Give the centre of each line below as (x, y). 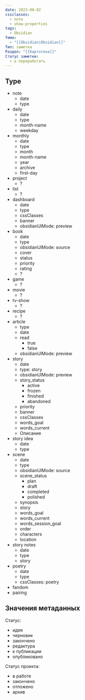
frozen (34, 391)
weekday (29, 130)
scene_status (33, 476)
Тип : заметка (19, 47)
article (19, 322)
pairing (20, 592)
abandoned (39, 401)
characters (31, 534)
